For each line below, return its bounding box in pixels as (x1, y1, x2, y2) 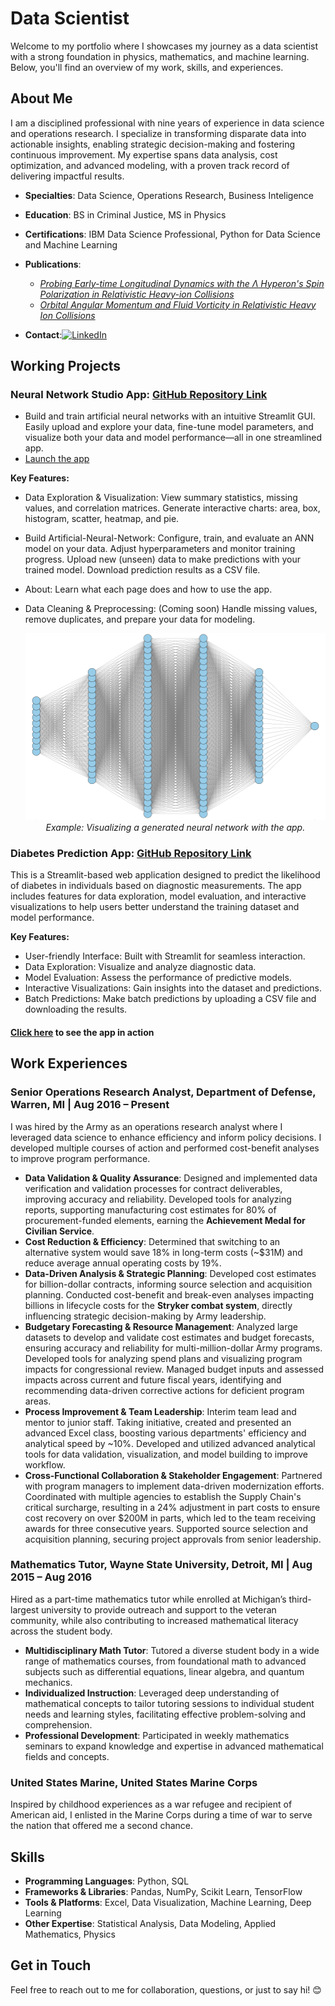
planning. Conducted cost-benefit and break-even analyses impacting (24, 1288, 315, 1301)
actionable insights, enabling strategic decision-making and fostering (10, 138, 296, 150)
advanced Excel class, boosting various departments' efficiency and (24, 1427, 307, 1439)
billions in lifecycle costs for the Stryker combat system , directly (24, 1299, 293, 1311)
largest (10, 1603, 40, 1616)
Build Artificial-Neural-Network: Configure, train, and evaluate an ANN (24, 532, 315, 544)
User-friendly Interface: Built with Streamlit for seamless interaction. (24, 950, 306, 962)
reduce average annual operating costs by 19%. (24, 1257, 222, 1269)
